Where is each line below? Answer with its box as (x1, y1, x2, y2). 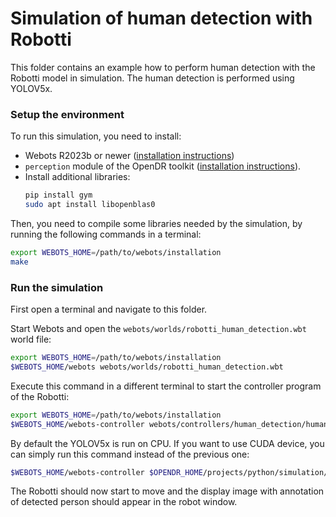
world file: (10, 333, 52, 346)
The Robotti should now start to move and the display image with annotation (10, 485, 325, 497)
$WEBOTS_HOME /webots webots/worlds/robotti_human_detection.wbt (10, 362, 284, 372)
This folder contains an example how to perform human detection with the (10, 61, 316, 73)
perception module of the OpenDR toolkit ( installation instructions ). (24, 160, 302, 172)
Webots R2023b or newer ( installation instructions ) (24, 150, 235, 162)
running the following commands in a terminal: (10, 228, 202, 240)
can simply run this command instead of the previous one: (10, 448, 250, 460)
